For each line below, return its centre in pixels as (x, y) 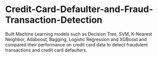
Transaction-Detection (54, 20)
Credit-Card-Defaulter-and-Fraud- (79, 9)
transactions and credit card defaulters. (46, 50)
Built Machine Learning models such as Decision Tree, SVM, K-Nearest (79, 34)
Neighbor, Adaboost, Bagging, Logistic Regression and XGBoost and (76, 39)
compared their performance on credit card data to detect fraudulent (77, 44)
